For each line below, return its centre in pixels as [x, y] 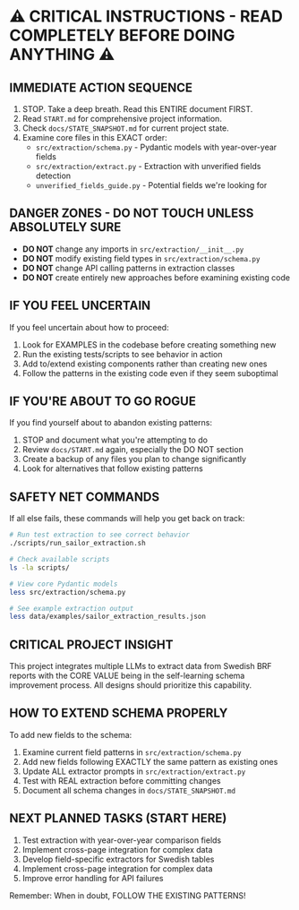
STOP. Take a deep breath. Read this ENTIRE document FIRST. [137, 109]
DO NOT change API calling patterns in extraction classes [128, 268]
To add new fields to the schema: [71, 734]
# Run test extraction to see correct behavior [100, 535]
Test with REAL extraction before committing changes [121, 780]
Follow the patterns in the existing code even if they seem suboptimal [150, 373]
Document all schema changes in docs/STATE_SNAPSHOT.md [128, 790]
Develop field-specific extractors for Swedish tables [118, 859]
